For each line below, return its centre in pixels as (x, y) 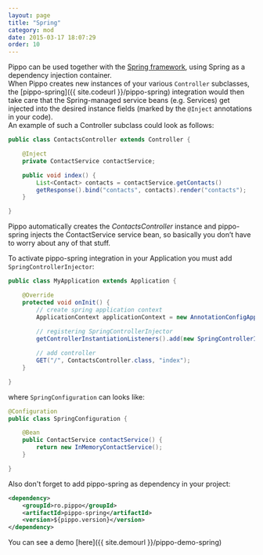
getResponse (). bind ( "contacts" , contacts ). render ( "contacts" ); (141, 190)
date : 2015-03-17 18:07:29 (52, 37)
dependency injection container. (60, 75)
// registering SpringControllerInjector (105, 332)
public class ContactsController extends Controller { (99, 140)
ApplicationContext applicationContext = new (112, 317)
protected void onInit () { (66, 302)
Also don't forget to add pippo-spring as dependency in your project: (119, 484)
